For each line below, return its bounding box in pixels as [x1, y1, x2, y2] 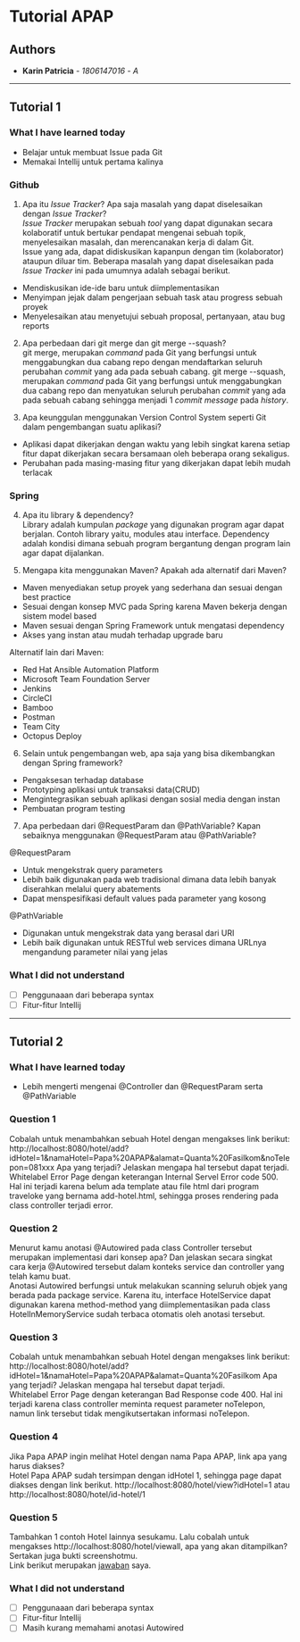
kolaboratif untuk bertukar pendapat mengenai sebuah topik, [21, 227, 246, 238]
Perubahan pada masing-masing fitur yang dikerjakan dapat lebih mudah [21, 457, 291, 468]
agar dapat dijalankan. [21, 547, 104, 559]
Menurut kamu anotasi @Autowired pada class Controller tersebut [9, 1242, 253, 1253]
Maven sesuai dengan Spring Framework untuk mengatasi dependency [21, 621, 285, 631]
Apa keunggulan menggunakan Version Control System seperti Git [21, 412, 267, 422]
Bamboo [21, 703, 54, 713]
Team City [21, 721, 61, 732]
